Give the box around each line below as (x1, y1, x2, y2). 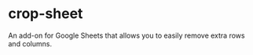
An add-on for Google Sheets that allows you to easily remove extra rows (8, 31, 245, 40)
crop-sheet (8, 5, 83, 23)
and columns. (8, 38, 53, 48)
